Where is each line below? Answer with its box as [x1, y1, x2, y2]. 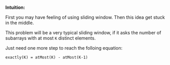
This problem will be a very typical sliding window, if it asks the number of [5, 30, 161, 35]
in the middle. [5, 20, 34, 26]
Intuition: [5, 5, 26, 10]
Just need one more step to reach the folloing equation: [5, 45, 123, 51]
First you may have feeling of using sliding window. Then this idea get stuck [5, 14, 165, 20]
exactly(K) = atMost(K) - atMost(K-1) [5, 55, 88, 60]
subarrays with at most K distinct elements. [5, 35, 96, 41]
